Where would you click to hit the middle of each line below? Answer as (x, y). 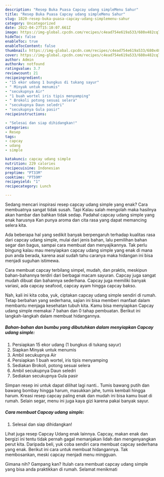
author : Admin (20, 60)
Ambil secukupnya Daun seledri (44, 370)
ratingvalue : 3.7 (23, 69)
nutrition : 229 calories (30, 163)
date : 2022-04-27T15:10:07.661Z (38, 28)
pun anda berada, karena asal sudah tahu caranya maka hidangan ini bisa (79, 255)
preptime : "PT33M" (24, 173)
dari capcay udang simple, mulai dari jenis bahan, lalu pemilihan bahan (76, 240)
